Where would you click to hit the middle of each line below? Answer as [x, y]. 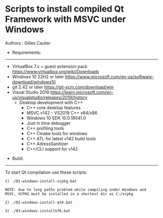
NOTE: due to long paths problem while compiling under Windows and [76, 190]
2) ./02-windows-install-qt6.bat [39, 202]
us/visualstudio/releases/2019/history [50, 97]
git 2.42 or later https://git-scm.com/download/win [63, 87]
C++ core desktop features [54, 107]
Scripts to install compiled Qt [65, 9]
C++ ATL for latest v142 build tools [61, 138]
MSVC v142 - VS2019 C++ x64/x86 [62, 113]
